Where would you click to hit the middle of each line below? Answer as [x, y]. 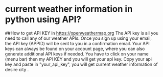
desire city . [17, 69]
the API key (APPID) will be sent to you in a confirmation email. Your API [77, 43]
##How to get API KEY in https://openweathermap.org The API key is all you [82, 33]
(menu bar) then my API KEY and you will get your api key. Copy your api [78, 59]
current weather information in [69, 9]
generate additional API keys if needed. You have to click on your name [77, 54]
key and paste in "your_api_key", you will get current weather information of [81, 64]
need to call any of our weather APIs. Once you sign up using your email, [79, 38]
